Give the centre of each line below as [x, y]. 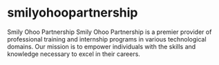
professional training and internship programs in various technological [107, 39]
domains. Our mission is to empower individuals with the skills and [102, 46]
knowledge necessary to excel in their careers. [74, 54]
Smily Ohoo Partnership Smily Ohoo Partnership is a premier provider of [109, 32]
